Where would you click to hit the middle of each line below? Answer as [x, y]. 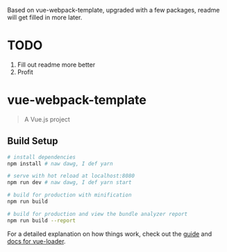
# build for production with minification [69, 195]
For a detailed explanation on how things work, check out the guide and [110, 234]
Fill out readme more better [56, 65]
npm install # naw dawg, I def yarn [60, 163]
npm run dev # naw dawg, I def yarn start [69, 183]
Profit [25, 72]
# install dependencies [42, 157]
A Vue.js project [47, 119]
